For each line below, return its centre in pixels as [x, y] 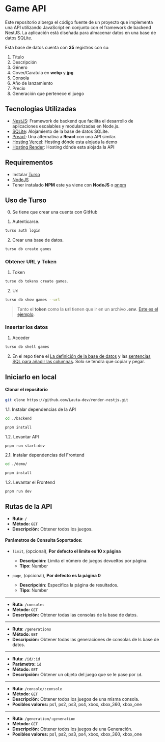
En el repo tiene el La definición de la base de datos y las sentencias [81, 356]
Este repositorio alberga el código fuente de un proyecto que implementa [79, 22]
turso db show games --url [33, 300]
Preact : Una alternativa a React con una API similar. [64, 136]
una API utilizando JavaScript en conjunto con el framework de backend [78, 27]
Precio [19, 88]
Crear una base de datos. [38, 240]
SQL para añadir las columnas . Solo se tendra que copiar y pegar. [79, 362]
